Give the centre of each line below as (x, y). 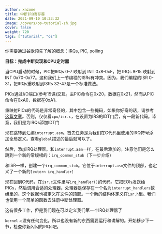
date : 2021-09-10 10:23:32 (32, 18)
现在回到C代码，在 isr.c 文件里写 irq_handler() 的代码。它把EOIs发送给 (75, 182)
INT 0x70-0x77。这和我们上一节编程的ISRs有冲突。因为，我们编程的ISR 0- (79, 78)
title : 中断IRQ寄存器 (25, 14)
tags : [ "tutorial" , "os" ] (31, 37)
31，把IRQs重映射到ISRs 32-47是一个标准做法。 (53, 83)
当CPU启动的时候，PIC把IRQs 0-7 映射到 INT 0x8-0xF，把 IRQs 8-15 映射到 (80, 71)
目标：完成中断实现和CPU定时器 (37, 61)
